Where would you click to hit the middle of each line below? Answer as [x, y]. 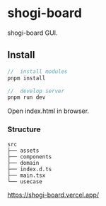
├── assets [23, 151]
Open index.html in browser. [48, 111]
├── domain [23, 163]
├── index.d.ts [30, 169]
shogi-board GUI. [33, 33]
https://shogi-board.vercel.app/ [53, 195]
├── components [30, 157]
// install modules [38, 71]
